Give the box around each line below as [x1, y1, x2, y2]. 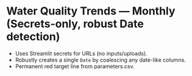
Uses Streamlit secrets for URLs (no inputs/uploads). [15, 49, 148, 57]
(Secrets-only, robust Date [6, 17, 144, 31]
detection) [6, 30, 60, 43]
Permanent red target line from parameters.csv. [15, 62, 135, 70]
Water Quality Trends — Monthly [6, 4, 176, 18]
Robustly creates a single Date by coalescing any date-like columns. [15, 56, 186, 63]
